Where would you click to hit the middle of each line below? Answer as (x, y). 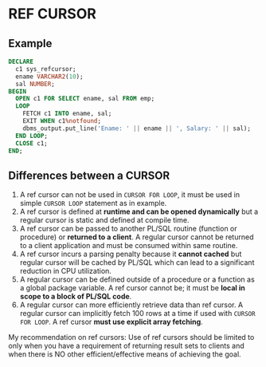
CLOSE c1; (31, 143)
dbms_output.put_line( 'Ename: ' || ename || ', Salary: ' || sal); (137, 128)
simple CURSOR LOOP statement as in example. (93, 203)
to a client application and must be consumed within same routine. (129, 246)
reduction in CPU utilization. (65, 271)
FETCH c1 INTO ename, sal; (67, 114)
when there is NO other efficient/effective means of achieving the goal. (125, 354)
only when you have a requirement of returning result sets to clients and (126, 346)
